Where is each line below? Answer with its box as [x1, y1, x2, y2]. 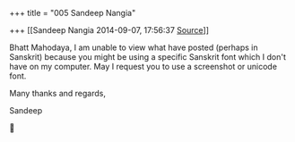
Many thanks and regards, [9, 88, 106, 98]
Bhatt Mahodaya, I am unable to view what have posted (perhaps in [9, 42, 258, 53]
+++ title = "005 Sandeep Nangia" [9, 8, 136, 18]
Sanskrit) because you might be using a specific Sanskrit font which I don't [9, 52, 287, 62]
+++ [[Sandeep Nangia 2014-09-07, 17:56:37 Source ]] [9, 25, 209, 35]
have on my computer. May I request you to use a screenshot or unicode [9, 62, 278, 71]
